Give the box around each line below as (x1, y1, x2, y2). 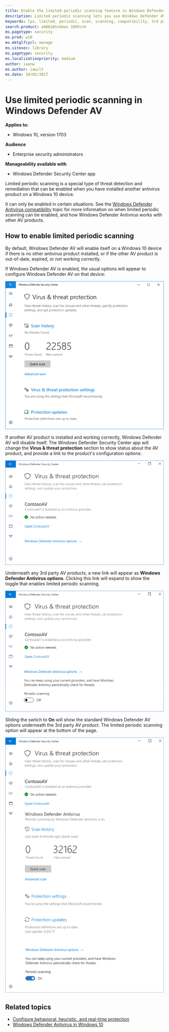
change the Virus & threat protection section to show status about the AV (5, 445, 158, 451)
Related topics (5, 1003, 51, 1011)
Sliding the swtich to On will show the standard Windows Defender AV (5, 717, 151, 723)
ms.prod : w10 (5, 35, 33, 40)
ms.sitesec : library (5, 45, 49, 50)
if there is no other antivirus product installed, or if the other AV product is (5, 250, 158, 256)
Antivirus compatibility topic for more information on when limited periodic (5, 207, 159, 213)
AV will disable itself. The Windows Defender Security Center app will (5, 440, 149, 446)
